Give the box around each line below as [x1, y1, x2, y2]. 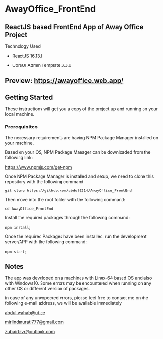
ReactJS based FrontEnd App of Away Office [5, 23, 143, 31]
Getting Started [5, 93, 53, 101]
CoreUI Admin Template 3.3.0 [12, 63, 72, 68]
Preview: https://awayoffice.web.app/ [5, 77, 124, 85]
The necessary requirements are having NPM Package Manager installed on [5, 134, 159, 140]
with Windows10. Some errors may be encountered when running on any [5, 280, 152, 286]
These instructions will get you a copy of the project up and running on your [5, 106, 158, 112]
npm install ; [5, 224, 31, 230]
